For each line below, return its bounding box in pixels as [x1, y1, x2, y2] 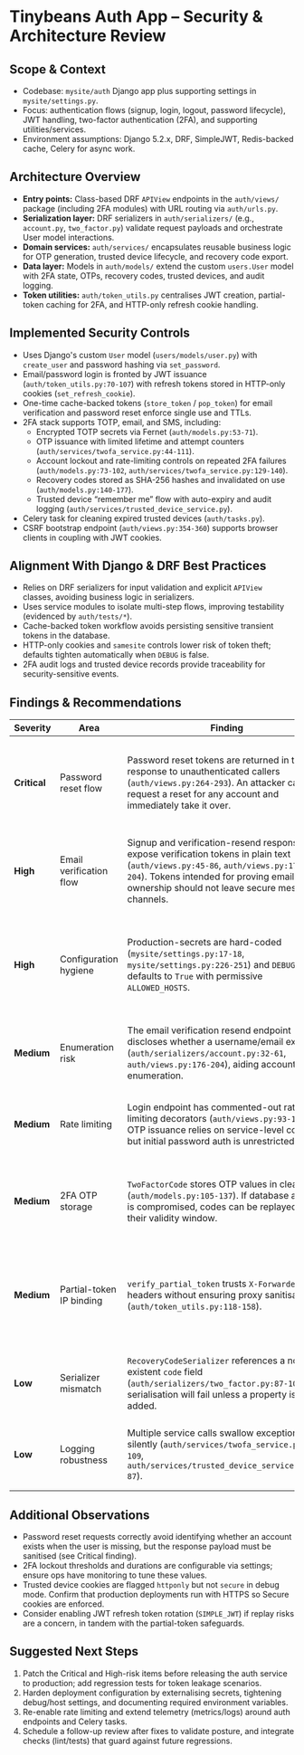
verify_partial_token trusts [127, 1277, 247, 1290]
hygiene [60, 964, 95, 977]
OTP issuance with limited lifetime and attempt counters [35, 436, 244, 447]
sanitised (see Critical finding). [22, 1551, 138, 1561]
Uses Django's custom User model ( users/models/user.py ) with [22, 349, 258, 360]
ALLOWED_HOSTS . [127, 982, 190, 994]
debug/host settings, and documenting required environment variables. [22, 1696, 289, 1707]
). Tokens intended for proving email [140, 870, 295, 883]
